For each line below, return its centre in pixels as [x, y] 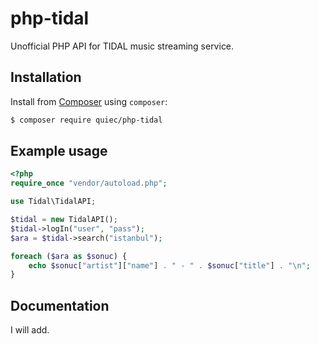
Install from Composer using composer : [89, 101]
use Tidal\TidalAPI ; [53, 202]
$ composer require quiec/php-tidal [86, 120]
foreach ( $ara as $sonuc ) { [69, 256]
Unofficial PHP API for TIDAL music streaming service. [122, 46]
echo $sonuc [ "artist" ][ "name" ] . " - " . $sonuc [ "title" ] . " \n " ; [169, 265]
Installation [46, 77]
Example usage [59, 151]
